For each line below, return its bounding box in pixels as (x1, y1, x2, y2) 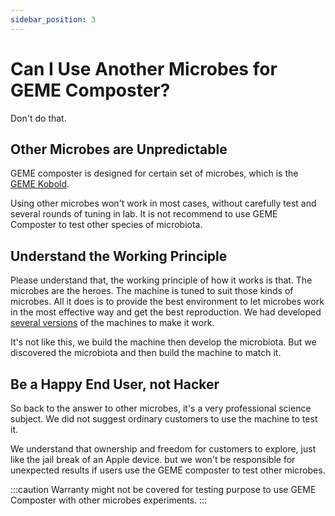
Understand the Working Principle (10, 247, 228, 265)
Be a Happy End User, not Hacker (10, 376, 220, 393)
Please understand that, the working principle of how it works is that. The (10, 274, 313, 286)
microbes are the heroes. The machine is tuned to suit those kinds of (10, 285, 294, 297)
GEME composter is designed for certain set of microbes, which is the (10, 167, 299, 180)
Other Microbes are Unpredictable (10, 141, 228, 158)
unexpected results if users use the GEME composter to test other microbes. (10, 464, 326, 476)
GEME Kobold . (10, 178, 70, 190)
